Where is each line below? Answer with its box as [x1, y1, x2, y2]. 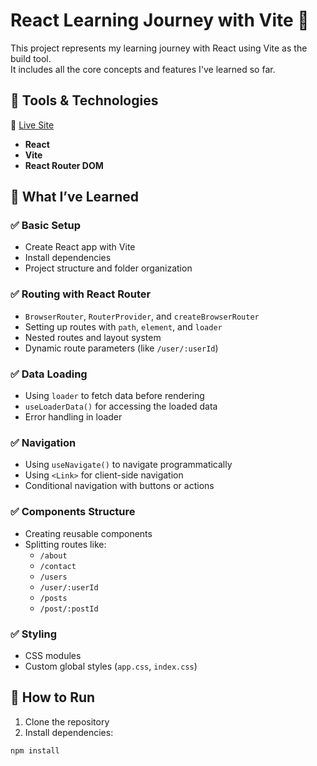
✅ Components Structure [10, 505, 136, 519]
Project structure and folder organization [24, 262, 193, 274]
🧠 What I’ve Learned [10, 189, 140, 206]
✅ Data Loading [10, 367, 88, 381]
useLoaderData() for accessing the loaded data [24, 400, 218, 413]
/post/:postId [39, 604, 99, 614]
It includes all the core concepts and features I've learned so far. [10, 63, 276, 75]
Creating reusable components [24, 527, 153, 539]
